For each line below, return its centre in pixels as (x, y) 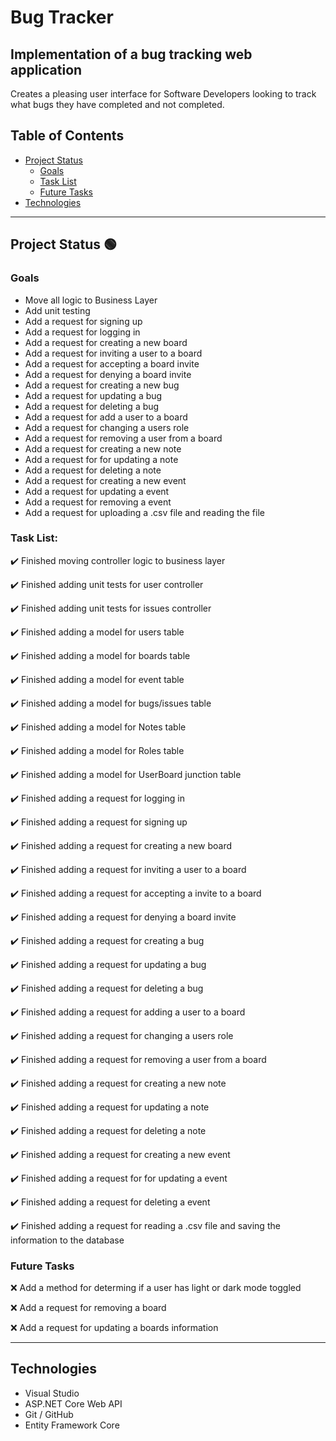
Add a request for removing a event (98, 502)
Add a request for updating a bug (93, 395)
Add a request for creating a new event (105, 480)
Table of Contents (67, 136)
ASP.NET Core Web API (73, 1403)
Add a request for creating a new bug (102, 385)
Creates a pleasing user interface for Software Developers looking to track (163, 94)
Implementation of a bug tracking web (131, 54)
